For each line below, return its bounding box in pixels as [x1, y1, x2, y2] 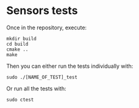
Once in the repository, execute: [6, 24, 87, 31]
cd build [6, 41, 29, 47]
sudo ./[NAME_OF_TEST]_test [6, 74, 78, 80]
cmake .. [6, 46, 29, 52]
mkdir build [6, 35, 37, 41]
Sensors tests [6, 4, 78, 18]
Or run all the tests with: [6, 85, 66, 92]
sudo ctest [6, 96, 34, 103]
